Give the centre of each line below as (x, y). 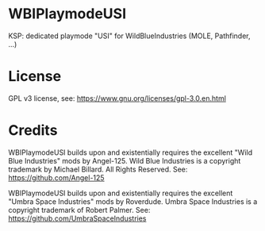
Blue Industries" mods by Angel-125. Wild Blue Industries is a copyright (125, 160)
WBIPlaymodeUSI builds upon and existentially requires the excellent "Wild (130, 152)
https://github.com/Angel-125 (56, 177)
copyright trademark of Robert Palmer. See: (79, 210)
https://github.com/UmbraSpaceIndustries (77, 218)
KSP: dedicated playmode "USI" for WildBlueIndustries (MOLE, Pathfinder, (130, 36)
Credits (33, 131)
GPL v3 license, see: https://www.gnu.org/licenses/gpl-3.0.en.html (117, 98)
